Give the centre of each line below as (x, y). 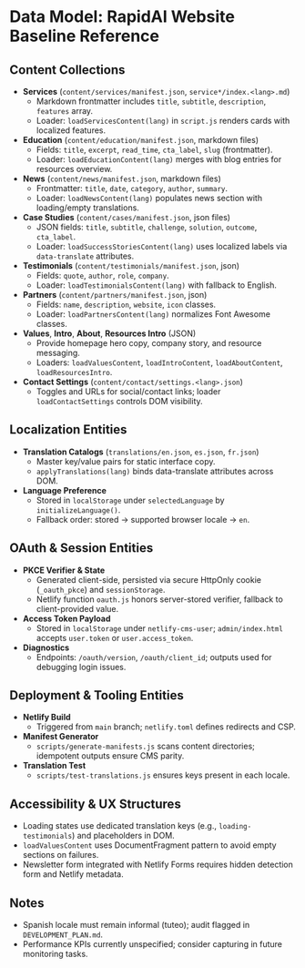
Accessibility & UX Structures (96, 804)
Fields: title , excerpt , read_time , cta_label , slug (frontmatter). (154, 149)
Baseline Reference (84, 36)
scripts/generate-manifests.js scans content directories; (145, 746)
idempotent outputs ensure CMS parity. (110, 756)
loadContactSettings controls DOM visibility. (119, 401)
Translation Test (54, 766)
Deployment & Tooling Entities (97, 695)
